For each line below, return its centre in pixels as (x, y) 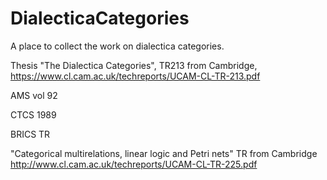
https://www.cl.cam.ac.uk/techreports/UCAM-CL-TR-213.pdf (135, 76)
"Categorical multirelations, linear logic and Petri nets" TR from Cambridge (164, 153)
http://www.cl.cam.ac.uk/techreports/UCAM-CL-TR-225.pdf (134, 164)
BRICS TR (30, 134)
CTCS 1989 (33, 114)
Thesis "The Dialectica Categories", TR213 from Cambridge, (134, 65)
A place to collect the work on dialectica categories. (117, 46)
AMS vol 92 (34, 95)
